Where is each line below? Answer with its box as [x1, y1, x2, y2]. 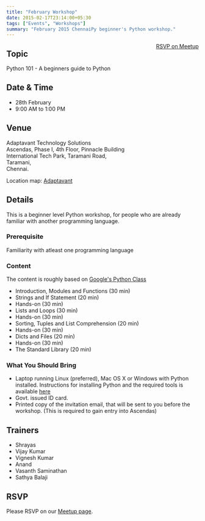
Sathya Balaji [15, 474, 48, 481]
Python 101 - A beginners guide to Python [6, 65, 111, 72]
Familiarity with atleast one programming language [6, 246, 134, 253]
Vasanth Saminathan [15, 467, 67, 475]
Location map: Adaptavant [6, 177, 73, 184]
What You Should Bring [6, 361, 77, 370]
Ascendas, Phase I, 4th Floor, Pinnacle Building [6, 145, 125, 153]
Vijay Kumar [15, 448, 46, 455]
